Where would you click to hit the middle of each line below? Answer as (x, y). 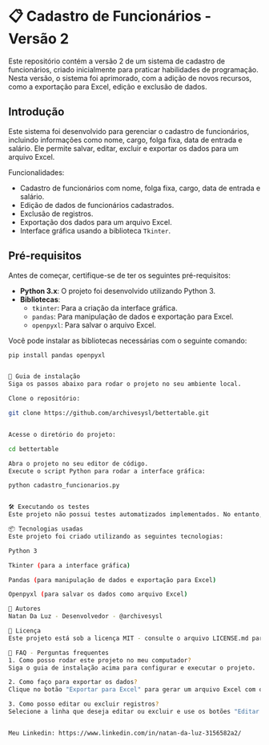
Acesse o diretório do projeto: (62, 434)
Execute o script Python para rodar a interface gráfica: (107, 471)
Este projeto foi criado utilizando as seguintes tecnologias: (116, 536)
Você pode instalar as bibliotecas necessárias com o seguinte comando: (128, 340)
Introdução (36, 112)
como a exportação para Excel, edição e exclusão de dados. (108, 87)
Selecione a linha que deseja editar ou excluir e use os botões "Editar (134, 712)
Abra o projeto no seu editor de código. (78, 463)
